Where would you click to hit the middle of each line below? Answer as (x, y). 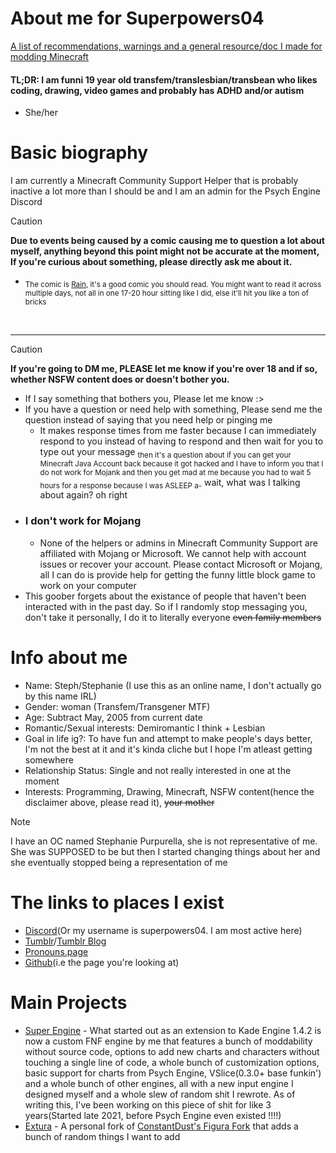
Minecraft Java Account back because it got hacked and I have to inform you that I (181, 463)
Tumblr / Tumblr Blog (65, 941)
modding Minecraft (49, 56)
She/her (41, 113)
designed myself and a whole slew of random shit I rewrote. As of (160, 1094)
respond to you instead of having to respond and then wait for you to (181, 441)
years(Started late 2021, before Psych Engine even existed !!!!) (153, 1115)
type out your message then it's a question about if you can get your (165, 452)
